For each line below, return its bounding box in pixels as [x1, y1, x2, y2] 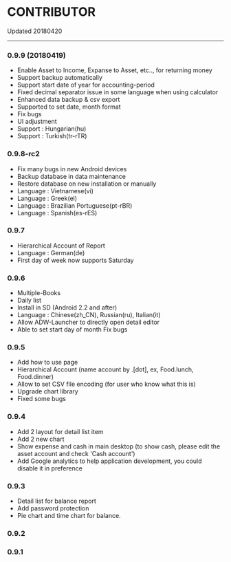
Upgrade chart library [16, 387, 79, 396]
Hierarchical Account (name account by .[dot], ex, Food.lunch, [16, 365, 194, 374]
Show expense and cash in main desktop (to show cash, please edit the [16, 442, 221, 451]
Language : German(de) [16, 248, 85, 257]
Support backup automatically [16, 74, 103, 82]
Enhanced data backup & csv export [16, 96, 120, 104]
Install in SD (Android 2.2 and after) [16, 303, 118, 312]
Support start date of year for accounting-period [16, 80, 155, 89]
